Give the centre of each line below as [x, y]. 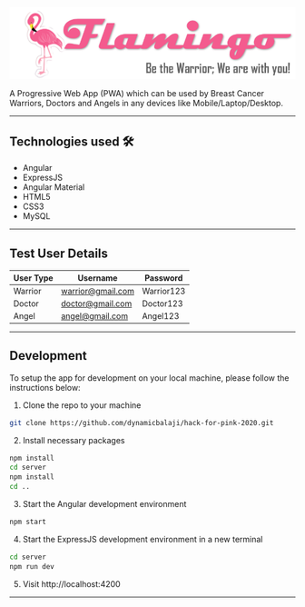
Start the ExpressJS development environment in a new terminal [143, 539]
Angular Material [54, 187]
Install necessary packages [74, 440]
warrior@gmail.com [97, 291]
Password [164, 278]
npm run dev [32, 566]
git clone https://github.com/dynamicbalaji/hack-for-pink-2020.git [142, 423]
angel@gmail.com [94, 316]
